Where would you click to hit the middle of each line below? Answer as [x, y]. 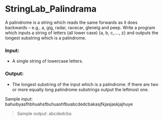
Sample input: [19, 99]
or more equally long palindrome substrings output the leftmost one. [81, 89]
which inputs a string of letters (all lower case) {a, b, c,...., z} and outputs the [82, 33]
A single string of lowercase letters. [48, 61]
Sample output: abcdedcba [44, 113]
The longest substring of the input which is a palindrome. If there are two [85, 84]
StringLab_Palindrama [51, 9]
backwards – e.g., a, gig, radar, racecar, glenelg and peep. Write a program [80, 27]
